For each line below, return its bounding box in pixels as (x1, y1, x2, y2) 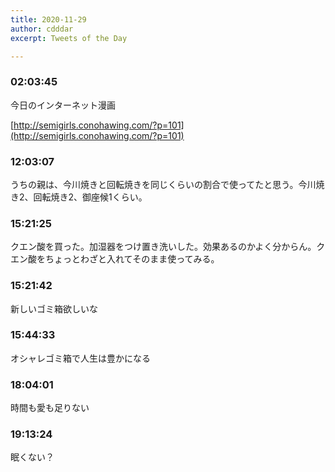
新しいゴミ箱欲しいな (10, 302, 98, 315)
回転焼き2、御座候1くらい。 (33, 191, 148, 203)
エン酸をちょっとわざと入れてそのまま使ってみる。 (10, 253, 220, 265)
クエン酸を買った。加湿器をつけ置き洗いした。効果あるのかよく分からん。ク (10, 241, 326, 253)
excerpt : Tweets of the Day (10, 33, 128, 43)
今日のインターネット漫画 (10, 99, 116, 111)
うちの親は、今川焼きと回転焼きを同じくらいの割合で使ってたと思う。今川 (10, 178, 317, 190)
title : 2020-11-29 (10, 14, 87, 25)
